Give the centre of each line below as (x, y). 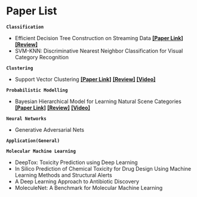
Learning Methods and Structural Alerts (63, 175)
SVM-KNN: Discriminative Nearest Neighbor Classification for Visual (99, 51)
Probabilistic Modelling (37, 90)
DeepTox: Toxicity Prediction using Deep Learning (76, 162)
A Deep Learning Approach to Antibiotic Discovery (77, 181)
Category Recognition (42, 57)
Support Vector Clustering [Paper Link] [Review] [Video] (85, 79)
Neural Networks (26, 119)
